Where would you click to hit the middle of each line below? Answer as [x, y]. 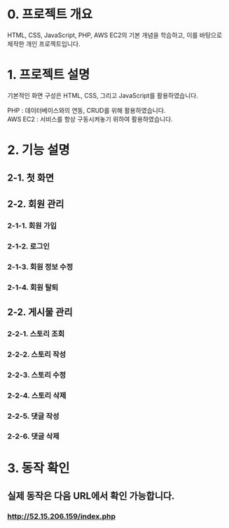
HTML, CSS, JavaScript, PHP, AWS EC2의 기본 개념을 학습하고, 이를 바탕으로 [115, 35]
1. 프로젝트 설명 [49, 75]
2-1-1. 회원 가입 [32, 225]
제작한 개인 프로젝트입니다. [44, 43]
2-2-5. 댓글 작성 [33, 416]
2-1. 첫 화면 [31, 178]
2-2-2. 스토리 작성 [37, 354]
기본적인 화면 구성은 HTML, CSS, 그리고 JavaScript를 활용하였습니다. [103, 95]
